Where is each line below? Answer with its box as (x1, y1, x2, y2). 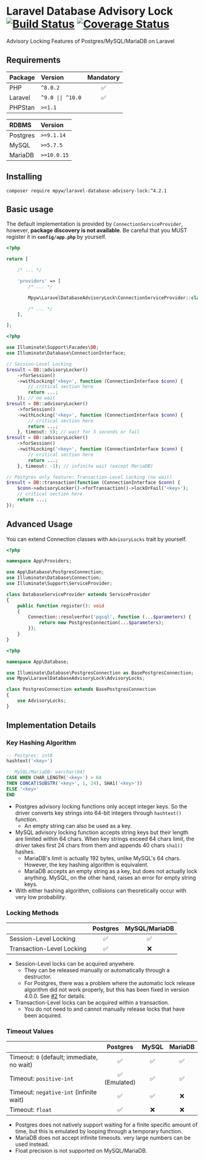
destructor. (24, 973, 52, 980)
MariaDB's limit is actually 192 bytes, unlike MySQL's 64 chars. (24, 854, 181, 861)
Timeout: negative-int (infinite (9, 1088, 97, 1097)
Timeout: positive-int (9, 1074, 74, 1083)
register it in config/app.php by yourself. (6, 233, 107, 241)
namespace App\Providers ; (6, 558, 72, 564)
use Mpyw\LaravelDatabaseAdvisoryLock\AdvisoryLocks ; (6, 675, 146, 682)
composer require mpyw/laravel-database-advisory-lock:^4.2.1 (6, 188, 167, 194)
